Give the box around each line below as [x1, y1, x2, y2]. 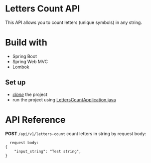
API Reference [5, 114, 66, 125]
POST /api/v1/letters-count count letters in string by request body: [5, 130, 147, 137]
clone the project [12, 91, 47, 97]
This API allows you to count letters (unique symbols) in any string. [5, 19, 142, 25]
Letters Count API [5, 3, 80, 14]
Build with [5, 37, 47, 48]
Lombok [12, 64, 30, 70]
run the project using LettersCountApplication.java [12, 96, 116, 102]
